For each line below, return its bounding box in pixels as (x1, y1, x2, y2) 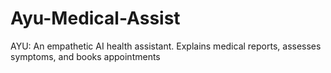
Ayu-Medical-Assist (10, 7, 181, 30)
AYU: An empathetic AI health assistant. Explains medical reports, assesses (10, 40, 322, 52)
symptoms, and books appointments (10, 50, 161, 62)
